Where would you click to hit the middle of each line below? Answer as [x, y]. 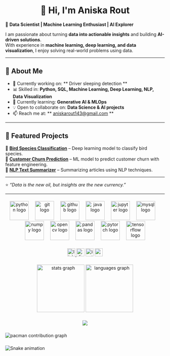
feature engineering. [27, 164]
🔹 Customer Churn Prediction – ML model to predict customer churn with [82, 159]
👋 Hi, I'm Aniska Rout [85, 10]
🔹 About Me [24, 71]
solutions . [31, 40]
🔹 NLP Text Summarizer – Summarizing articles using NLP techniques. [79, 170]
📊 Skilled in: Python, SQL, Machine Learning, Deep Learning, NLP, [83, 89]
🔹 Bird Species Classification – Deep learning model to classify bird [76, 148]
